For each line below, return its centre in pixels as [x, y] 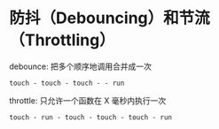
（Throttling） [62, 40]
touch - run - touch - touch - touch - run [91, 117]
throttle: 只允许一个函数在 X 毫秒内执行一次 [88, 100]
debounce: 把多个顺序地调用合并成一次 [81, 66]
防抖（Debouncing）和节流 [109, 18]
